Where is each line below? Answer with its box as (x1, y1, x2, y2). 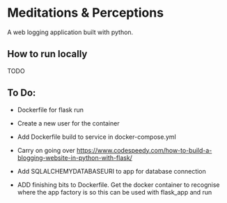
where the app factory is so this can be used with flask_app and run (17, 188, 212, 196)
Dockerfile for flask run (17, 105, 84, 114)
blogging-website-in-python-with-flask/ (17, 153, 132, 162)
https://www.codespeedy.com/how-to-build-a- (76, 146, 212, 154)
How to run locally (7, 48, 88, 60)
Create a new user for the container (17, 119, 120, 127)
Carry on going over (17, 146, 75, 154)
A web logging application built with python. (7, 28, 134, 36)
